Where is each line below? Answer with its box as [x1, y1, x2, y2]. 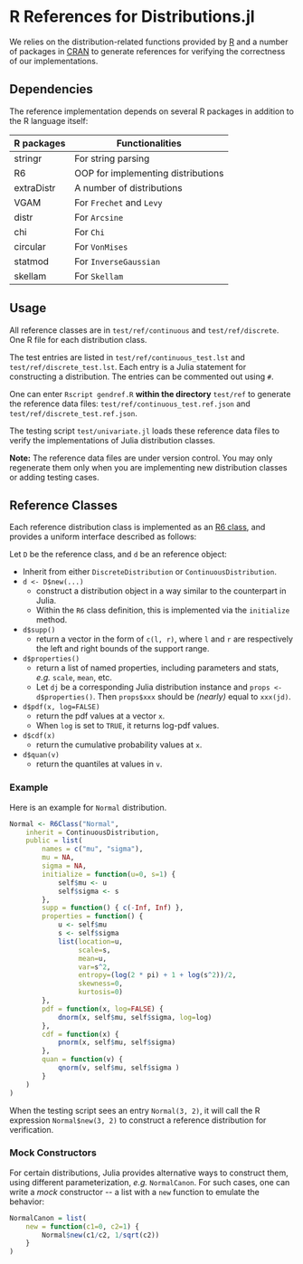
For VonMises [73, 240, 128, 252]
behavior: [9, 1196, 45, 1207]
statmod [14, 255, 50, 268]
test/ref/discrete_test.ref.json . [9, 407, 137, 418]
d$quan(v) [22, 751, 61, 760]
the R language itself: [9, 115, 89, 126]
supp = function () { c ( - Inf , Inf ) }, [42, 903, 184, 913]
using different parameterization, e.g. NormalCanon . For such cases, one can [9, 1176, 290, 1187]
